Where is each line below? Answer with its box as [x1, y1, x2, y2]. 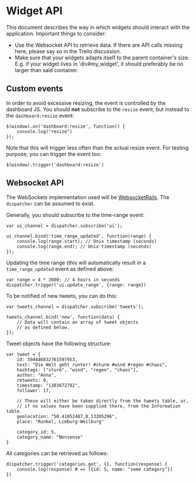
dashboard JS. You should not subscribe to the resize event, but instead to [6, 105, 190, 113]
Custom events [6, 84, 64, 94]
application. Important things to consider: [6, 30, 106, 37]
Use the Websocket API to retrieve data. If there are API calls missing [14, 41, 183, 48]
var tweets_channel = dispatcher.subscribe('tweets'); [6, 303, 144, 310]
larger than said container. [14, 66, 79, 73]
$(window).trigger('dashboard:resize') [6, 161, 104, 168]
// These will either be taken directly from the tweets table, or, [17, 398, 189, 404]
